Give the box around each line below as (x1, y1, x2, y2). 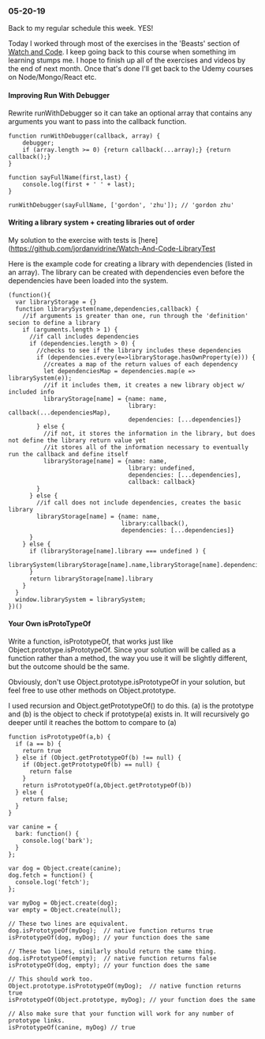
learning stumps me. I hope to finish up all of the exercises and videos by (8, 55, 246, 65)
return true (22, 746, 62, 754)
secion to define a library (8, 319, 101, 327)
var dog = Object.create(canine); (8, 864, 122, 872)
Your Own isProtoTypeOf (8, 619, 91, 629)
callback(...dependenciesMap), (8, 409, 111, 417)
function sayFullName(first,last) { (8, 173, 129, 181)
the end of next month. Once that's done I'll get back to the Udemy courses (8, 64, 254, 74)
